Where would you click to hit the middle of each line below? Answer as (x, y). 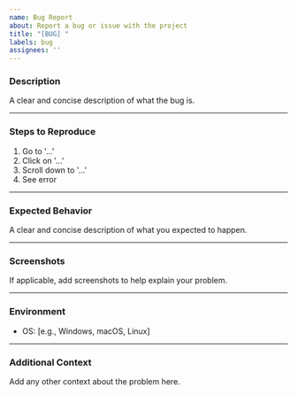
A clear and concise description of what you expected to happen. (128, 230)
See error (39, 179)
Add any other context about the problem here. (95, 381)
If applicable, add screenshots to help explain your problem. (118, 281)
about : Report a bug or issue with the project (99, 26)
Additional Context (50, 362)
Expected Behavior (51, 211)
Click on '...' (43, 160)
